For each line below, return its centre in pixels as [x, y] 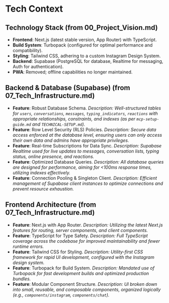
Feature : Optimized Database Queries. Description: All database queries [88, 162]
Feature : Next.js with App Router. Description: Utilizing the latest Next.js [88, 225]
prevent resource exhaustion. [43, 188]
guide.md [22, 125]
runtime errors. [28, 246]
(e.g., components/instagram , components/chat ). [61, 295]
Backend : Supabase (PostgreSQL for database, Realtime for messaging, [88, 61]
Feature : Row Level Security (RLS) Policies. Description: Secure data [85, 129]
